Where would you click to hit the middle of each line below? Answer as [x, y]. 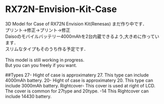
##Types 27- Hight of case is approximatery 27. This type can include [77, 75]
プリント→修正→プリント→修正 [38, 30]
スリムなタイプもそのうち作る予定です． [47, 49]
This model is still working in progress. [45, 60]
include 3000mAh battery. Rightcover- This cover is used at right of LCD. [80, 85]
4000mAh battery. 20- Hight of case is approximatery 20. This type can [79, 80]
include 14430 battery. [28, 96]
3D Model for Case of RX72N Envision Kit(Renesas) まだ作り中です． [76, 24]
